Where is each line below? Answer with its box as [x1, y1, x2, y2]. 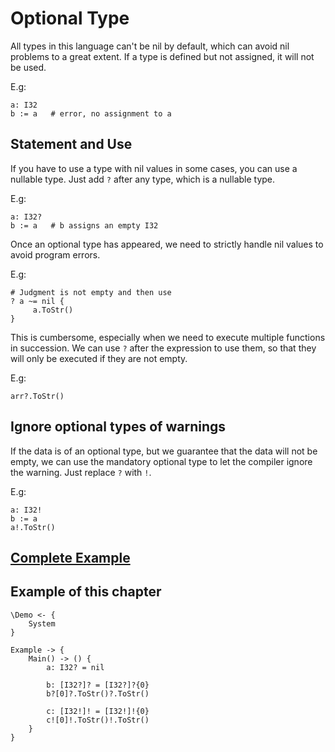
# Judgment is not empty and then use [10, 287, 172, 297]
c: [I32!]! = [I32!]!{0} [46, 706, 150, 716]
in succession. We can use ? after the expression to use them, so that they [10, 342, 317, 354]
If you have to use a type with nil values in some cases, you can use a [10, 162, 298, 174]
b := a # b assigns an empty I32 [10, 220, 159, 231]
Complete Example [10, 549, 131, 566]
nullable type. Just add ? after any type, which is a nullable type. [10, 173, 276, 185]
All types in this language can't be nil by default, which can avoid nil [10, 40, 290, 52]
